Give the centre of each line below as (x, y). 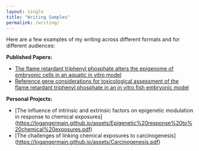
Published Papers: (29, 57)
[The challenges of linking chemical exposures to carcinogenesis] (95, 136)
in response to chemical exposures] (59, 117)
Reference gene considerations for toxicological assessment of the (97, 81)
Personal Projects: (29, 99)
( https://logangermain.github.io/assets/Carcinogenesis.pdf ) (88, 142)
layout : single (25, 12)
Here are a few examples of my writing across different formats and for (93, 40)
